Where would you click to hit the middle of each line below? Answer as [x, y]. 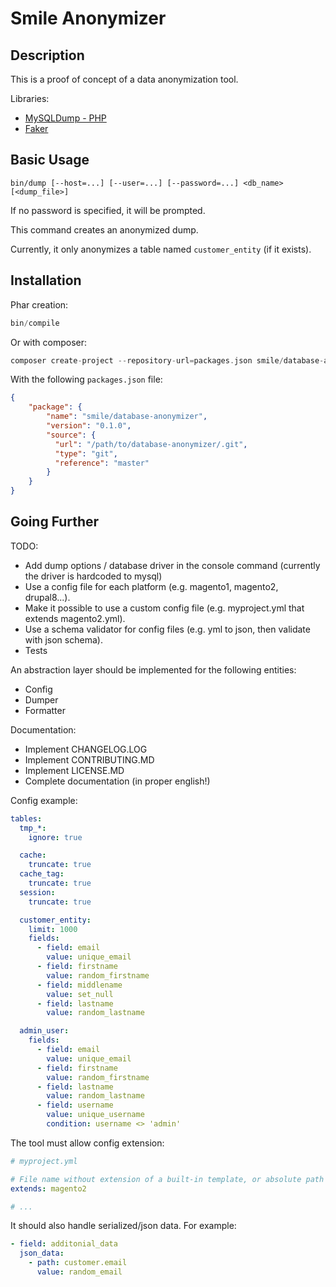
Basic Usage [50, 160]
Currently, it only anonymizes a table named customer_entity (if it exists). [161, 249]
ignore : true [55, 837]
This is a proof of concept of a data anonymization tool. [124, 79]
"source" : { [71, 435]
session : [37, 892]
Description [47, 55]
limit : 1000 [53, 929]
